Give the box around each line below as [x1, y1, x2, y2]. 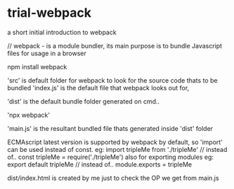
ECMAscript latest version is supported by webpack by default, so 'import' [7, 138, 223, 146]
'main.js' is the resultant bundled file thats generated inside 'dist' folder [7, 124, 213, 132]
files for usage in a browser [7, 49, 86, 57]
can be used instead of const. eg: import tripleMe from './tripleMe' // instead [7, 145, 228, 153]
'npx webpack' [7, 111, 51, 119]
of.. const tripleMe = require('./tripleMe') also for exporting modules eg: [7, 153, 214, 161]
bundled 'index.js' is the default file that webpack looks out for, [7, 83, 190, 92]
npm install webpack [7, 62, 67, 71]
